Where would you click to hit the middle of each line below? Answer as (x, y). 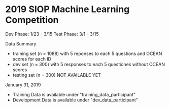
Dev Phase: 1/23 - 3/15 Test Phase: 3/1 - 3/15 (52, 34)
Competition (32, 20)
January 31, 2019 (23, 85)
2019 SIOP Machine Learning (67, 9)
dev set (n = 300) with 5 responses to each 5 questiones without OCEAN (89, 64)
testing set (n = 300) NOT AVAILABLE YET (57, 75)
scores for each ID (32, 59)
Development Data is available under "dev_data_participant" (75, 100)
